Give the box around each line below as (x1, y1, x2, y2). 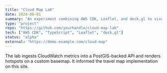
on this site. (5, 63, 29, 69)
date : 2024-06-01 (5, 12, 41, 17)
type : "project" (5, 21, 39, 26)
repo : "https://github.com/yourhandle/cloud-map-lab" (5, 26, 119, 31)
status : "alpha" (5, 35, 39, 40)
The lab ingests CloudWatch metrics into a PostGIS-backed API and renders (5, 53, 161, 59)
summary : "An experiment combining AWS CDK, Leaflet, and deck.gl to (5, 16, 153, 21)
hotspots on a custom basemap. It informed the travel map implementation (5, 58, 158, 64)
